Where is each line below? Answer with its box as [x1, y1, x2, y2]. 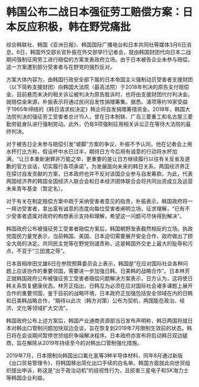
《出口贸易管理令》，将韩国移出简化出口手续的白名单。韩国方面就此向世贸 [6, 359, 185, 366]
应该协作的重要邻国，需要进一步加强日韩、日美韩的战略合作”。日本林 [16, 267, 185, 274]
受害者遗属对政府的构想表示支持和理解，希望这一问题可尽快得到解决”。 [11, 212, 185, 220]
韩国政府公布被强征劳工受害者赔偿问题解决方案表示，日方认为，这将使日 [16, 274, 193, 282]
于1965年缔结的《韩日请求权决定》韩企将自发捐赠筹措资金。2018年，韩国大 [6, 105, 191, 113]
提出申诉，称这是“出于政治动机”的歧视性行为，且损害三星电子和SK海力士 [11, 366, 189, 374]
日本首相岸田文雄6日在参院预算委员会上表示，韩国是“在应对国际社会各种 [6, 259, 183, 267]
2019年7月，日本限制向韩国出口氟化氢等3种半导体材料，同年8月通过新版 [6, 351, 183, 359]
